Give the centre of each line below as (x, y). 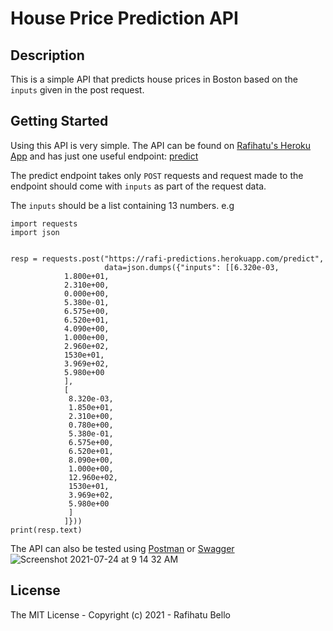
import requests (44, 223)
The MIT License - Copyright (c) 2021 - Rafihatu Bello (120, 614)
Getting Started (59, 121)
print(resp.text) (46, 530)
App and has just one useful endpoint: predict (104, 156)
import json (35, 232)
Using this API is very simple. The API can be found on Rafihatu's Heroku (161, 145)
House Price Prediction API (124, 18)
